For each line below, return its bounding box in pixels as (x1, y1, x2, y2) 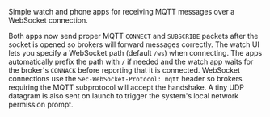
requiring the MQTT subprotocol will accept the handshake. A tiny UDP (8, 82, 245, 92)
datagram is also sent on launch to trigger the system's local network (8, 91, 239, 100)
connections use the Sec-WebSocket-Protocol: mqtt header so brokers (8, 74, 243, 83)
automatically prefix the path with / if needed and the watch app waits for (8, 56, 254, 66)
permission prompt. (8, 100, 74, 109)
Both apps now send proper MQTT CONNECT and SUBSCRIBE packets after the (8, 31, 259, 40)
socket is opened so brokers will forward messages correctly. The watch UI (8, 40, 260, 49)
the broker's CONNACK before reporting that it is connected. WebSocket (8, 65, 241, 75)
